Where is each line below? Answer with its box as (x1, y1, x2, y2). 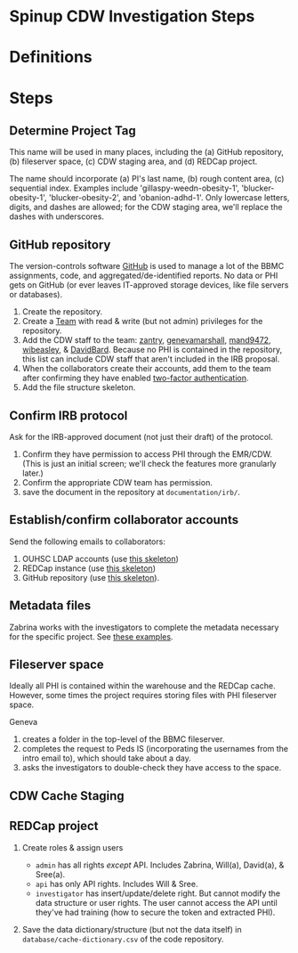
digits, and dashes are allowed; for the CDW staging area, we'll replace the (9, 202, 283, 213)
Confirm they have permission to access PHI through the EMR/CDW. (21, 449, 273, 460)
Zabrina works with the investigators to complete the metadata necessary (9, 622, 279, 632)
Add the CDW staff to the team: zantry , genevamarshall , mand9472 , (21, 335, 271, 346)
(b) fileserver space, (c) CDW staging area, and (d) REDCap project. (9, 156, 258, 167)
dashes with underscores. (9, 211, 105, 222)
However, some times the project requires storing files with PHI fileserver (9, 690, 278, 701)
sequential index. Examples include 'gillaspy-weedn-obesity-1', (9, 183, 240, 193)
